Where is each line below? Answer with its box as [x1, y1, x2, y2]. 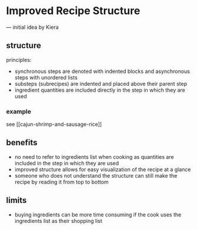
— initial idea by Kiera [6, 24, 59, 31]
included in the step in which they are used [14, 159, 119, 166]
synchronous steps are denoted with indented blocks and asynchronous [14, 68, 190, 75]
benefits [6, 138, 38, 148]
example [6, 107, 31, 115]
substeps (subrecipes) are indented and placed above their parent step [14, 80, 187, 87]
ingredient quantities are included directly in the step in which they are [14, 86, 185, 94]
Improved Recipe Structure [6, 4, 141, 18]
